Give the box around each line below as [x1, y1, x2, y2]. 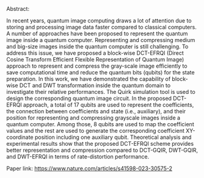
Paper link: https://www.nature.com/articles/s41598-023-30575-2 [6, 165, 173, 172]
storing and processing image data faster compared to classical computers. [6, 24, 197, 30]
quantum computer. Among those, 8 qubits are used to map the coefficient [6, 121, 194, 127]
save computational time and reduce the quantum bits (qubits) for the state [6, 69, 195, 76]
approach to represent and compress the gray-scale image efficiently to [6, 62, 188, 69]
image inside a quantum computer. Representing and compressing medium [6, 37, 195, 43]
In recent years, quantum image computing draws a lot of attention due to [6, 17, 192, 24]
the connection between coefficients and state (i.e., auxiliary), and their [6, 108, 186, 115]
